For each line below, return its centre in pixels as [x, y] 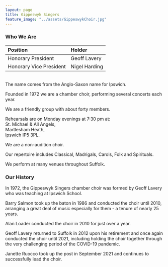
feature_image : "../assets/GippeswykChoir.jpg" [56, 19]
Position [18, 50]
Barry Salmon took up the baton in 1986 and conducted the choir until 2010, [83, 203]
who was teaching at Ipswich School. [44, 193]
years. [12, 214]
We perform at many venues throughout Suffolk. [55, 164]
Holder [79, 50]
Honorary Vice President [37, 66]
